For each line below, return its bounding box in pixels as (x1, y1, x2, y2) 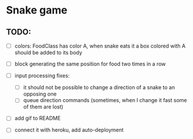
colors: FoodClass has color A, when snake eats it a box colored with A (14, 42, 186, 49)
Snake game (6, 4, 68, 17)
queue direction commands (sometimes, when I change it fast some (23, 97, 187, 104)
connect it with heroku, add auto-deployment (14, 127, 124, 134)
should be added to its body (14, 49, 82, 56)
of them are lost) (23, 103, 64, 110)
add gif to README (14, 115, 61, 122)
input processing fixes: (14, 72, 70, 79)
